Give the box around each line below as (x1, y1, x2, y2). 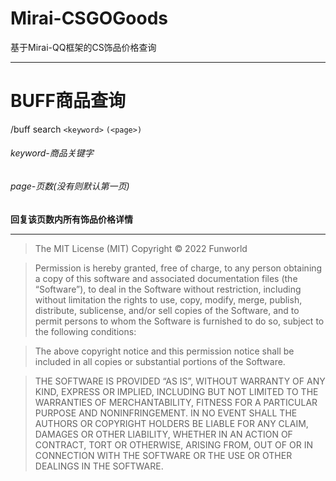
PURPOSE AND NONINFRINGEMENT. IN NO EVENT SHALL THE (34, 407, 298, 419)
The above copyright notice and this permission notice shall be (34, 345, 295, 357)
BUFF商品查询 (10, 90, 126, 112)
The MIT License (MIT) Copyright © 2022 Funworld (34, 242, 248, 254)
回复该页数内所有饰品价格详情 (10, 213, 133, 225)
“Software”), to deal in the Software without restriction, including (34, 283, 302, 295)
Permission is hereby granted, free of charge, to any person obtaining (34, 262, 323, 274)
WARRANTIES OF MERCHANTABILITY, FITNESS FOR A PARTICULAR (34, 396, 318, 408)
